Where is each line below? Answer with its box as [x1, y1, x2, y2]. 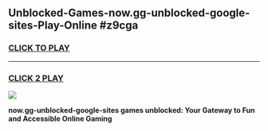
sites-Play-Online [8, 19, 98, 33]
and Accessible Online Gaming [8, 114, 112, 123]
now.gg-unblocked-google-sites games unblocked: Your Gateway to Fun [8, 105, 255, 114]
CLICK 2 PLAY [8, 72, 64, 83]
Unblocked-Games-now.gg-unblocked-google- [8, 6, 250, 20]
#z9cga [99, 19, 139, 33]
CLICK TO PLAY [8, 43, 70, 54]
